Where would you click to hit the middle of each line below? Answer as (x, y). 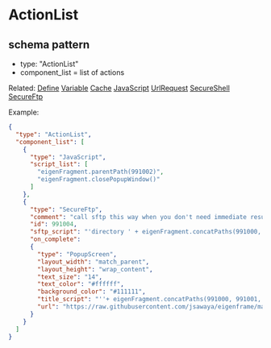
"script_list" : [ (59, 164)
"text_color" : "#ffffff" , (81, 284)
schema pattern (49, 45)
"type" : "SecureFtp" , (66, 209)
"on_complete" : (55, 239)
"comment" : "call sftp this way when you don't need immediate (138, 217)
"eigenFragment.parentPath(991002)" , (100, 172)
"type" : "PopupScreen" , (77, 254)
